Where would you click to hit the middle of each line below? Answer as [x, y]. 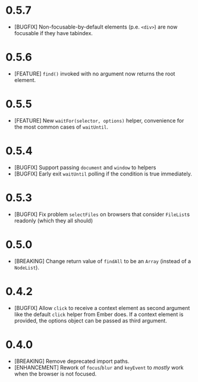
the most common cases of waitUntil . [61, 127]
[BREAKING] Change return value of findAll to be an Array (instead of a [103, 261]
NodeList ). [27, 267]
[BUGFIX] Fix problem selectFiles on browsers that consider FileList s [102, 214]
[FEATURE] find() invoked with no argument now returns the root [95, 73]
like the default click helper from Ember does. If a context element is [99, 314]
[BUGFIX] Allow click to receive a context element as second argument [102, 308]
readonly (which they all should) [54, 220]
